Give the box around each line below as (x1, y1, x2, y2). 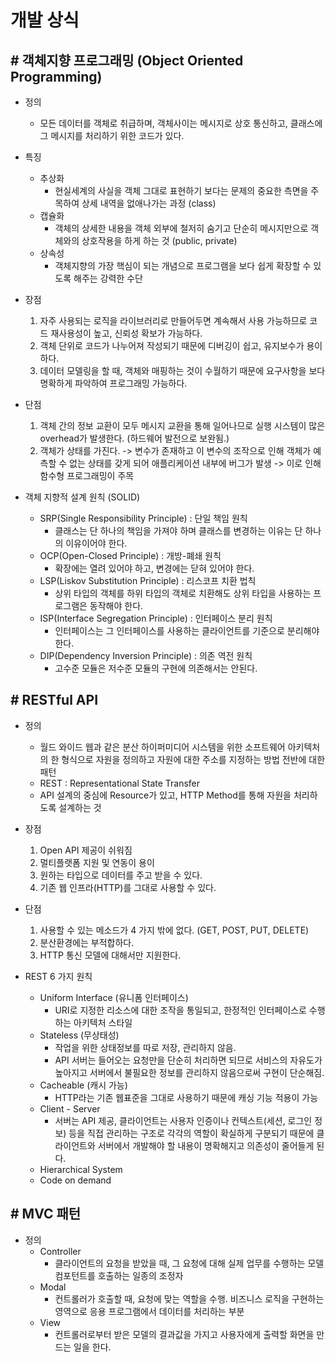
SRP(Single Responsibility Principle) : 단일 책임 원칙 (39, 512, 248, 524)
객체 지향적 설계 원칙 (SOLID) (24, 491, 141, 503)
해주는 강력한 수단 (73, 272, 144, 284)
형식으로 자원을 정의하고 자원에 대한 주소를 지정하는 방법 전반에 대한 (61, 753, 326, 765)
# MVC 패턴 (10, 1206, 82, 1223)
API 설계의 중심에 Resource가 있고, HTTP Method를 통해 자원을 (39, 789, 292, 801)
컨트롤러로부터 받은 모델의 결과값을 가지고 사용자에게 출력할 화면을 (54, 1328, 315, 1340)
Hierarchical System (39, 1163, 123, 1175)
